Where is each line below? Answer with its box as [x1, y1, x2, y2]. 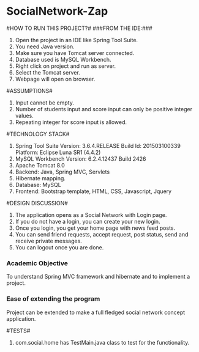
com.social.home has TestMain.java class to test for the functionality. [15, 339, 190, 346]
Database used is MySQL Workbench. [15, 56, 111, 63]
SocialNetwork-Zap [6, 4, 108, 18]
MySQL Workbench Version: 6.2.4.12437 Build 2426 [15, 155, 146, 163]
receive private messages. [15, 237, 83, 244]
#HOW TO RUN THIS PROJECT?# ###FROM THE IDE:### [6, 24, 153, 32]
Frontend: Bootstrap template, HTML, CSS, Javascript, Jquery [15, 188, 172, 195]
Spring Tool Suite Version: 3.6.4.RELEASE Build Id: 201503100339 [15, 142, 181, 149]
